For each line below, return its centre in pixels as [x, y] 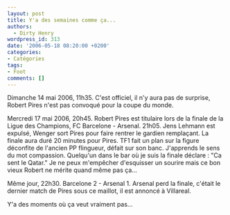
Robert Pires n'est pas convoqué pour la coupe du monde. [90, 105]
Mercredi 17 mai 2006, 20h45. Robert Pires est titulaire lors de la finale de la [115, 119]
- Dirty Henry [34, 33]
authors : [20, 26]
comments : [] [26, 78]
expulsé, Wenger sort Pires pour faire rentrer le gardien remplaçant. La [108, 133]
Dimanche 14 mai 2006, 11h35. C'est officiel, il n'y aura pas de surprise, [109, 98]
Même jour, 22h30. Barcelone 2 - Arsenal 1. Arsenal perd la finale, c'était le [114, 184]
